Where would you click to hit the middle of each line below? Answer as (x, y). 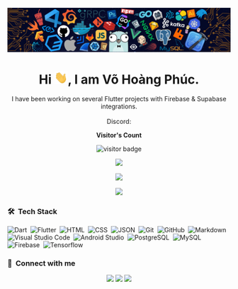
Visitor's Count (119, 135)
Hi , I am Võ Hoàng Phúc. (119, 79)
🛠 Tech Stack (33, 212)
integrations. (119, 106)
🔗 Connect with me (41, 263)
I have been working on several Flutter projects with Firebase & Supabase (119, 99)
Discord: (119, 122)
